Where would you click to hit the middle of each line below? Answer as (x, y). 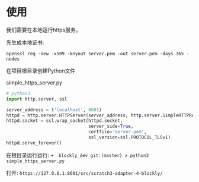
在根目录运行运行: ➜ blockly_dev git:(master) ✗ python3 (78, 155)
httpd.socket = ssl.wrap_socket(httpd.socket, (65, 121)
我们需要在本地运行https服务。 (44, 30)
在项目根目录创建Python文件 (41, 70)
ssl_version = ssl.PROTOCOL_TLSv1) (129, 137)
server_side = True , (111, 126)
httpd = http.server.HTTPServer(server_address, (67, 115)
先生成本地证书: (25, 42)
